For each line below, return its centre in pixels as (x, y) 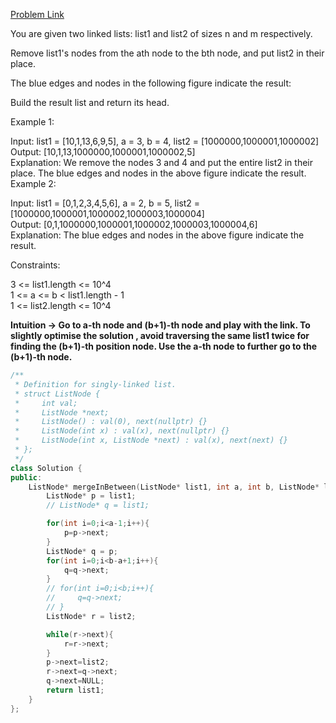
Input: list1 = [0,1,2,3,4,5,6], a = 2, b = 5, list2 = (105, 203)
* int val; (46, 403)
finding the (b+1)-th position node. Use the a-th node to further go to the (164, 346)
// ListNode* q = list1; (98, 505)
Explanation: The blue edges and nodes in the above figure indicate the (157, 235)
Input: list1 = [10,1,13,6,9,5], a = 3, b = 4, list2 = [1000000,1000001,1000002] (165, 141)
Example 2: (33, 183)
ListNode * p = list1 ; (91, 496)
